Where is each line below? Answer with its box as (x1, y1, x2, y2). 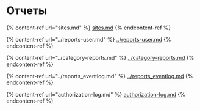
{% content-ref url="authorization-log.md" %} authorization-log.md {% (6, 90, 186, 98)
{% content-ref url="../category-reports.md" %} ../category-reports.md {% (6, 54, 195, 61)
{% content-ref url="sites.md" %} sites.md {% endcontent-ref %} (6, 24, 171, 31)
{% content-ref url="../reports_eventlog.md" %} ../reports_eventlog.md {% (6, 72, 193, 79)
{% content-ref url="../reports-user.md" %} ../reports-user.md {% (6, 35, 172, 43)
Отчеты (6, 4, 48, 18)
